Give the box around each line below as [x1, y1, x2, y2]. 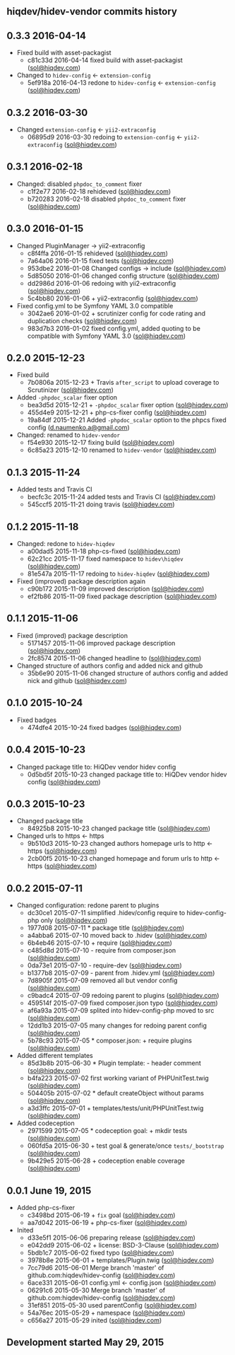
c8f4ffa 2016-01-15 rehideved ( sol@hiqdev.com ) [27, 249, 169, 257]
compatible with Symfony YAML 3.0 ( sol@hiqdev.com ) [27, 332, 186, 340]
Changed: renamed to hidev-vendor [16, 431, 121, 439]
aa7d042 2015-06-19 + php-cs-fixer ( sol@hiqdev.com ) [27, 1218, 188, 1226]
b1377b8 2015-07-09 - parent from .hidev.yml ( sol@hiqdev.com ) [27, 969, 215, 977]
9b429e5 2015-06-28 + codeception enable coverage [27, 1156, 185, 1165]
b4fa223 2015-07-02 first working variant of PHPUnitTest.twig [27, 1074, 209, 1083]
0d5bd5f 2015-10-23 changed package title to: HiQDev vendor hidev [27, 770, 227, 779]
